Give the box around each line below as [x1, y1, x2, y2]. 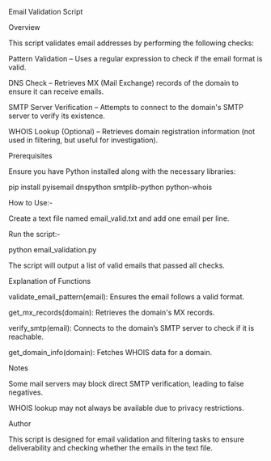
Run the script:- [8, 230, 61, 239]
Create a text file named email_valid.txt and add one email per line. [8, 214, 230, 223]
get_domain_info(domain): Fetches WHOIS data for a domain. [8, 348, 213, 357]
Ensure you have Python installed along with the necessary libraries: [8, 167, 236, 176]
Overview [8, 23, 40, 32]
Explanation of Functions [8, 277, 91, 285]
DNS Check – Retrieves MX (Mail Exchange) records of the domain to [8, 78, 239, 87]
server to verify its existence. [8, 111, 105, 121]
